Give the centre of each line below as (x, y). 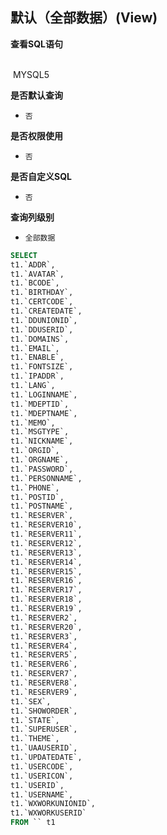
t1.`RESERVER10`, (46, 525)
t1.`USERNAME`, (42, 794)
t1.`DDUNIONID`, (44, 320)
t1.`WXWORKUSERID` (48, 813)
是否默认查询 (36, 95)
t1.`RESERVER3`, (44, 636)
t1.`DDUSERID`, (42, 329)
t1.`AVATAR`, (37, 274)
